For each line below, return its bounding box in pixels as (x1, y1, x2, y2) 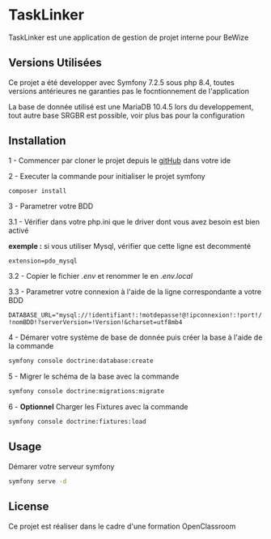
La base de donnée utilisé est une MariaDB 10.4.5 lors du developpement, (8, 101, 254, 111)
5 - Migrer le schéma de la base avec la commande (8, 371, 180, 382)
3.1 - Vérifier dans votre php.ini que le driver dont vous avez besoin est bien (8, 217, 260, 227)
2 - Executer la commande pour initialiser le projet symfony (8, 171, 205, 181)
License (8, 500, 49, 514)
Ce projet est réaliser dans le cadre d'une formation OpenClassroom (8, 521, 236, 531)
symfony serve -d (8, 477, 67, 486)
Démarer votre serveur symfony (8, 461, 115, 471)
